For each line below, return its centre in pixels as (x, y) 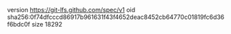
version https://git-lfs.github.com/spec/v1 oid (71, 10)
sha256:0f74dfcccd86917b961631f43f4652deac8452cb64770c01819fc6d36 (116, 17)
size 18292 (47, 24)
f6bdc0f (19, 24)
